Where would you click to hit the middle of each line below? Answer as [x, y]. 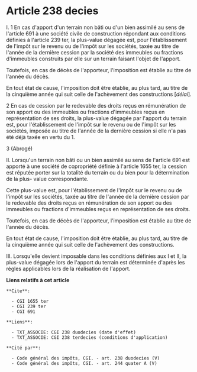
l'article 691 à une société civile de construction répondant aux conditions [96, 33]
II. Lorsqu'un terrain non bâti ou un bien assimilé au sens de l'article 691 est [98, 160]
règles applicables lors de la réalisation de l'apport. [68, 269]
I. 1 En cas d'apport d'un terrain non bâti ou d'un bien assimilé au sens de [96, 27]
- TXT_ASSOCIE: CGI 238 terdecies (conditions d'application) [90, 337]
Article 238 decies [52, 11]
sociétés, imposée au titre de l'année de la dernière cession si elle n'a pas [96, 131]
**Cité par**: [24, 348]
